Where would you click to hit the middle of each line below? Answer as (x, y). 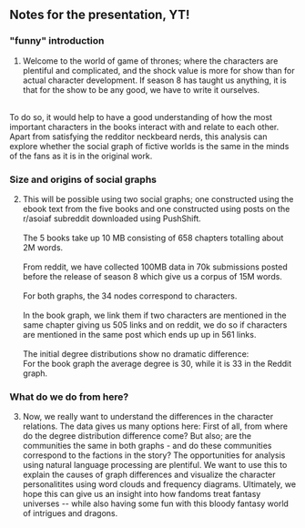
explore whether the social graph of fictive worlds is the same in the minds (149, 146)
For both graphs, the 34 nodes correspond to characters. (130, 296)
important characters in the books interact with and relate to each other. (144, 127)
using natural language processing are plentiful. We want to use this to (155, 465)
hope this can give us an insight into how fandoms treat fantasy (142, 494)
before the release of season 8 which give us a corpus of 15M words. (152, 276)
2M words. (43, 247)
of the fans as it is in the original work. (81, 156)
